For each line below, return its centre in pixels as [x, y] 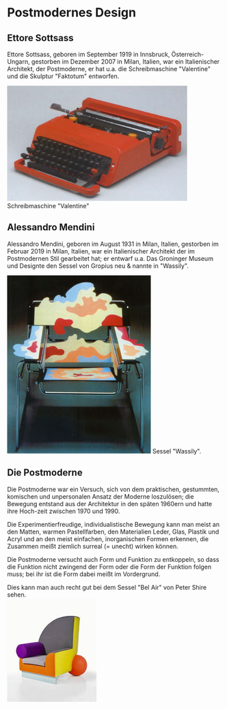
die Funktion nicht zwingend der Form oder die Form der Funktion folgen [109, 567]
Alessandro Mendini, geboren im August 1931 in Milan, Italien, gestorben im [113, 244]
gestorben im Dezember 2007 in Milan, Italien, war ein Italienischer [125, 62]
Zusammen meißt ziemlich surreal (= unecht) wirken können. [93, 546]
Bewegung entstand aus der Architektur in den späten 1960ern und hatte [110, 503]
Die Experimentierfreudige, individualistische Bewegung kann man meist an [113, 524]
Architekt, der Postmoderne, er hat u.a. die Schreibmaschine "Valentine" [109, 69]
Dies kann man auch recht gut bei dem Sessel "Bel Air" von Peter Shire [107, 587]
